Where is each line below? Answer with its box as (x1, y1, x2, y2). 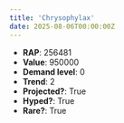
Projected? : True (22, 86, 87, 97)
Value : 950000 (22, 56, 80, 67)
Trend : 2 (22, 76, 56, 87)
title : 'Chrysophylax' (9, 13, 95, 23)
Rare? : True (22, 105, 67, 116)
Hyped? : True (22, 95, 75, 106)
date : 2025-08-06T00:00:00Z (9, 22, 116, 31)
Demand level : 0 (22, 66, 85, 77)
